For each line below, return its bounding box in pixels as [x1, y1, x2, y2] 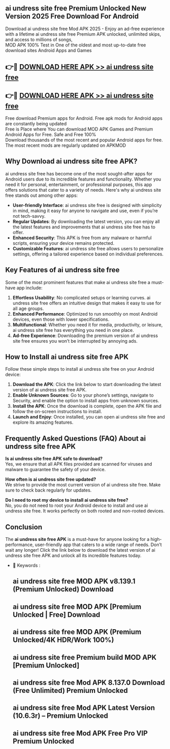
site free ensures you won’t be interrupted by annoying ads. [12, 338, 138, 344]
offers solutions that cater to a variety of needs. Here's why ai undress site [5, 187, 161, 193]
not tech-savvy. [12, 213, 46, 219]
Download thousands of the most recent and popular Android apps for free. [5, 137, 163, 143]
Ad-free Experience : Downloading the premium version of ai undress [12, 332, 158, 339]
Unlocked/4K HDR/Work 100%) [12, 636, 114, 644]
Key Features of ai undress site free [5, 266, 120, 274]
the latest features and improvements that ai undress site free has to [12, 224, 156, 230]
